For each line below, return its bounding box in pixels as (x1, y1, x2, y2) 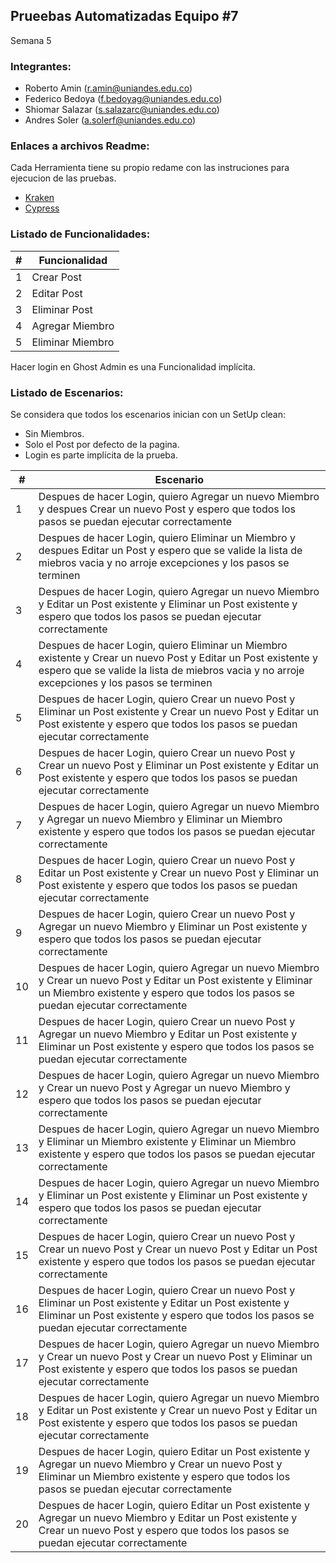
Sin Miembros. (24, 428, 85, 439)
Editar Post (31, 286, 83, 300)
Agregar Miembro (31, 319, 115, 333)
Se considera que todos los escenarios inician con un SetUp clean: (10, 409, 286, 420)
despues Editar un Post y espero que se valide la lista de (38, 544, 303, 557)
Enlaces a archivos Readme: (10, 139, 150, 153)
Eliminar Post (31, 302, 93, 316)
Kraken (24, 192, 55, 204)
